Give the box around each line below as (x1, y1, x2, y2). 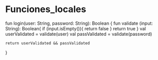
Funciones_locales (5, 4, 87, 15)
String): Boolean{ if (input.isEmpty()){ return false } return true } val (5, 25, 146, 31)
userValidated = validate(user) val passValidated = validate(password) (5, 31, 152, 37)
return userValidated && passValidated (5, 40, 90, 46)
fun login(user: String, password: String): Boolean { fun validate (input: (5, 20, 153, 26)
